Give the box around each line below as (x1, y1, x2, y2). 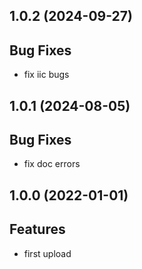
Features (9, 221, 66, 238)
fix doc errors (23, 158, 81, 170)
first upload (23, 247, 72, 259)
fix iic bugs (23, 69, 70, 81)
